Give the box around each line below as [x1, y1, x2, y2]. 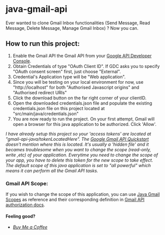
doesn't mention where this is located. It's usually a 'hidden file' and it [5, 141, 149, 147]
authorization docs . [5, 202, 45, 208]
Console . [12, 58, 32, 64]
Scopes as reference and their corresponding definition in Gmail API [5, 197, 145, 203]
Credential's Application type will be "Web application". [12, 73, 126, 80]
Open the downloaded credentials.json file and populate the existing [12, 100, 153, 106]
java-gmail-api [5, 3, 67, 15]
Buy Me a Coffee [12, 224, 48, 230]
